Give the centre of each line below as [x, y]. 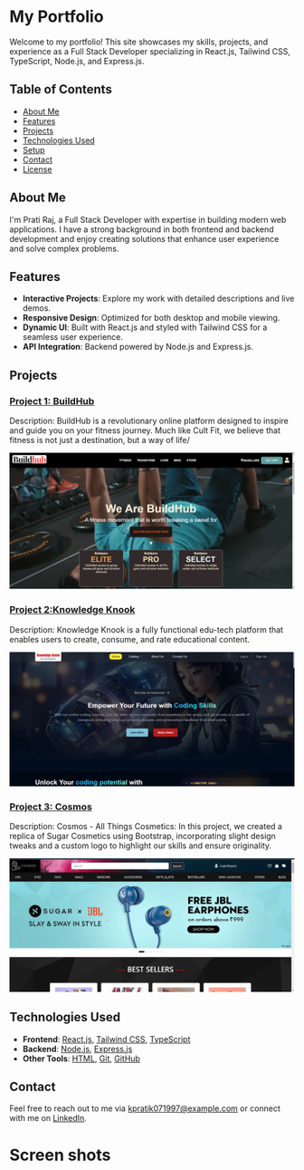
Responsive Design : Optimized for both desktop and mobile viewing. [151, 318]
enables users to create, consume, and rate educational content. [130, 639]
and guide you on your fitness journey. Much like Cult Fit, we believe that [145, 430]
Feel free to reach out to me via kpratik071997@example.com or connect [145, 1108]
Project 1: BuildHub [52, 401]
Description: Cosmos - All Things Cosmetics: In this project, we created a [146, 827]
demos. [37, 308]
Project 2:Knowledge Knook [72, 610]
